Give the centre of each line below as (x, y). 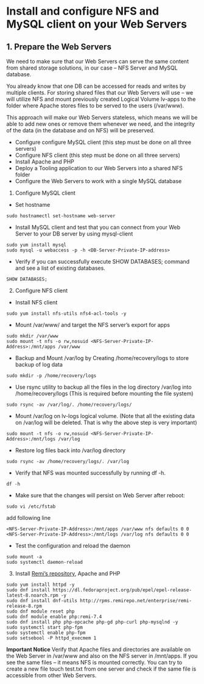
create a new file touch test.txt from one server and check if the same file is (101, 669)
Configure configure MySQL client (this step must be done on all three (103, 142)
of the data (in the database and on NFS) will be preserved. (81, 130)
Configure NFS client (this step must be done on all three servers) (98, 155)
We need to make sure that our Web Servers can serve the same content (97, 61)
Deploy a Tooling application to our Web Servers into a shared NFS (99, 168)
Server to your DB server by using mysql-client (74, 234)
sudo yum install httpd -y (40, 585)
